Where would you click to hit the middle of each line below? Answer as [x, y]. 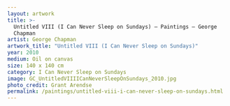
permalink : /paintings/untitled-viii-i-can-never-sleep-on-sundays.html [115, 91]
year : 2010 [23, 53]
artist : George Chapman [42, 40]
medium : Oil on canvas [40, 59]
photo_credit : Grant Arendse [50, 85]
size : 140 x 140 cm [36, 66]
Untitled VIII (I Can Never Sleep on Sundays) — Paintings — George [115, 26]
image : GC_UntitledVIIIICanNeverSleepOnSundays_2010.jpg [92, 78]
